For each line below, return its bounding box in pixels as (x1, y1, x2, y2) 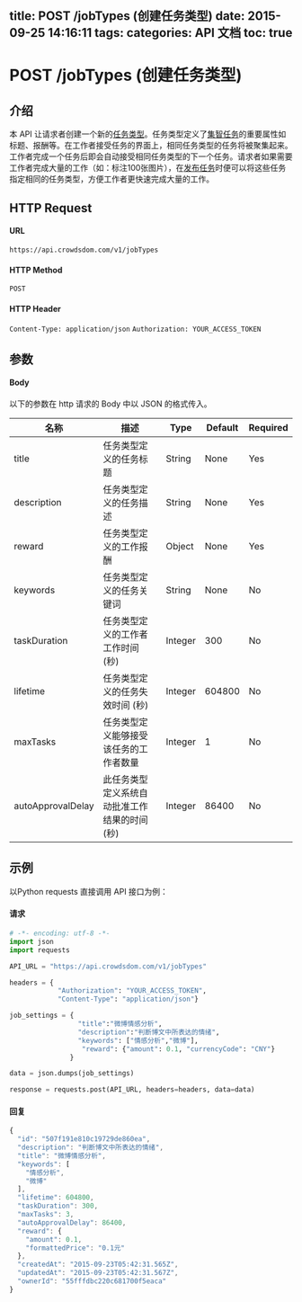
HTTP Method (9, 264, 63, 275)
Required (248, 421, 289, 433)
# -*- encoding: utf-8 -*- (9, 929, 111, 938)
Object (165, 540, 195, 552)
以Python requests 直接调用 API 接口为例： (9, 886, 169, 896)
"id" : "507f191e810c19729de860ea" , (17, 1135, 151, 1144)
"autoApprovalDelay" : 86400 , (17, 1217, 127, 1227)
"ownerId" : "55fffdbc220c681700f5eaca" (17, 1277, 167, 1286)
